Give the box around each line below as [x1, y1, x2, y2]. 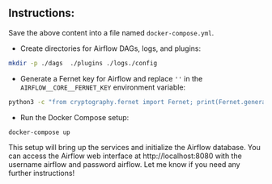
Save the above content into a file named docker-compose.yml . [8, 27, 215, 37]
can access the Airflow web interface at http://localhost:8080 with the [8, 151, 243, 161]
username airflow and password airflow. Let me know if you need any [8, 160, 240, 169]
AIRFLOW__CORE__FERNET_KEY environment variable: [19, 82, 186, 92]
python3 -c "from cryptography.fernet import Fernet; [8, 98, 194, 106]
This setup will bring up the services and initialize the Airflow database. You [8, 143, 261, 153]
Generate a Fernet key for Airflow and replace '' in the [19, 73, 203, 83]
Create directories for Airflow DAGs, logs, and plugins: [19, 44, 202, 53]
